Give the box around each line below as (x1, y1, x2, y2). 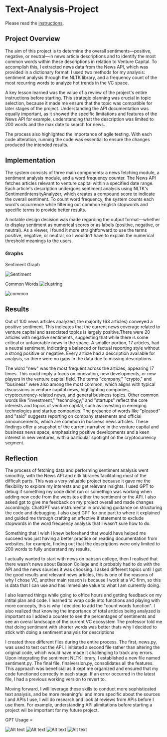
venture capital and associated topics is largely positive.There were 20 (5, 329, 151, 335)
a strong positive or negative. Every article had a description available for (5, 350, 156, 356)
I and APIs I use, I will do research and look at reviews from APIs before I (5, 696, 154, 702)
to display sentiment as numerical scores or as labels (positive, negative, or (5, 222, 160, 228)
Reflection (5, 454, 38, 463)
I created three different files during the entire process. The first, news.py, (5, 639, 157, 645)
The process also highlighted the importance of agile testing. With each (5, 131, 152, 137)
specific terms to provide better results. (5, 207, 86, 213)
